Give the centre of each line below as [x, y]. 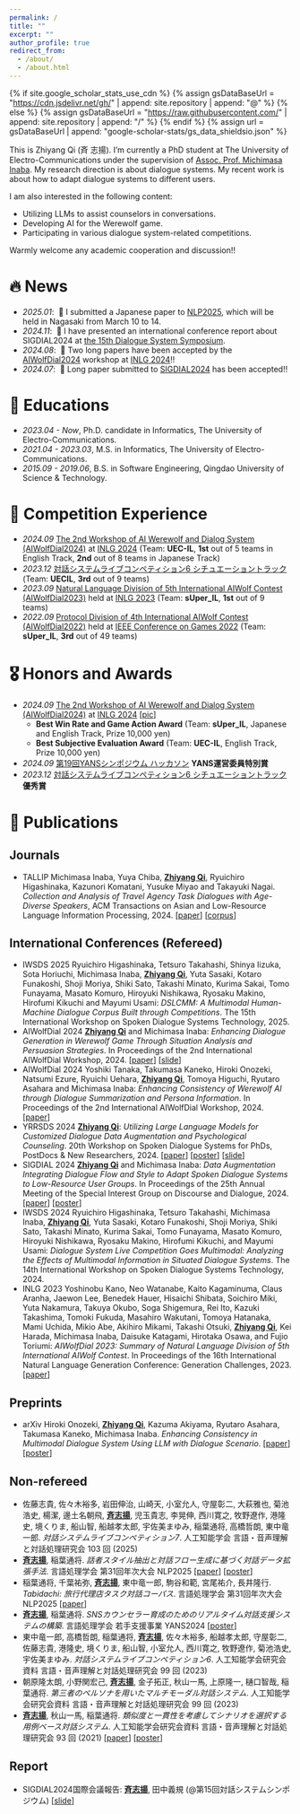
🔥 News [39, 287]
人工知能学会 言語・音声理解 [236, 1538]
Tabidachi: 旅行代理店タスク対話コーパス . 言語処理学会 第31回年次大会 [152, 1594]
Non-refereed [48, 1481]
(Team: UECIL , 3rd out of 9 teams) [86, 579]
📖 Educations [60, 406]
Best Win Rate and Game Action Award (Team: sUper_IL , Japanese [161, 724]
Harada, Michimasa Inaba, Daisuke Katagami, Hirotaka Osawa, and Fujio [155, 1337]
